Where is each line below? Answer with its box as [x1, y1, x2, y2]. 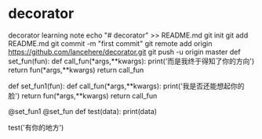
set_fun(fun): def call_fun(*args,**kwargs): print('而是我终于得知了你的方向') [8, 56, 255, 66]
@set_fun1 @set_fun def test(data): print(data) [8, 106, 158, 116]
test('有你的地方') [8, 123, 64, 132]
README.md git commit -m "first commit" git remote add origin [8, 38, 213, 48]
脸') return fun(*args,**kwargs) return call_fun [8, 91, 158, 100]
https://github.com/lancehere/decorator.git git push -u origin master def [8, 47, 241, 56]
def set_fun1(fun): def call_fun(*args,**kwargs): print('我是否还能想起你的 [8, 81, 245, 91]
